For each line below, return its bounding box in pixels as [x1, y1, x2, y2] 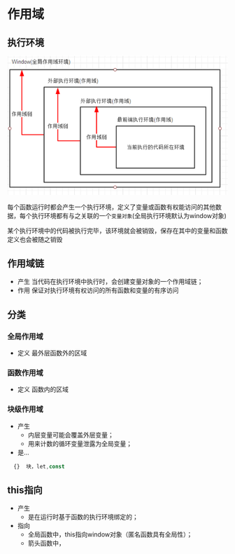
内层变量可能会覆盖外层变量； [27, 431, 114, 439]
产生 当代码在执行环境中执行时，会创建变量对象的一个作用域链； [17, 278, 204, 286]
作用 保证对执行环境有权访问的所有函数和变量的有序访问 [17, 286, 179, 295]
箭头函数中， [27, 539, 65, 548]
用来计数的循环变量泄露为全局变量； [27, 439, 133, 447]
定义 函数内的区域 [17, 385, 69, 393]
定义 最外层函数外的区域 [17, 349, 87, 358]
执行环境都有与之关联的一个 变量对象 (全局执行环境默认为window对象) [31, 211, 227, 219]
